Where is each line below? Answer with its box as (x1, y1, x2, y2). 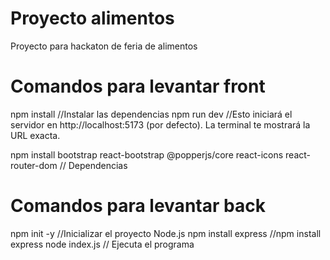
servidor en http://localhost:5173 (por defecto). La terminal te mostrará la (10, 118, 311, 131)
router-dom (10, 159, 58, 171)
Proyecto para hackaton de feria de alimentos (10, 40, 198, 52)
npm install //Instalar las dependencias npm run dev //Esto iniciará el (10, 108, 293, 120)
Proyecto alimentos (10, 7, 175, 30)
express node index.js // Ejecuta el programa (10, 238, 195, 250)
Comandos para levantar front (10, 75, 266, 98)
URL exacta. (10, 129, 61, 141)
